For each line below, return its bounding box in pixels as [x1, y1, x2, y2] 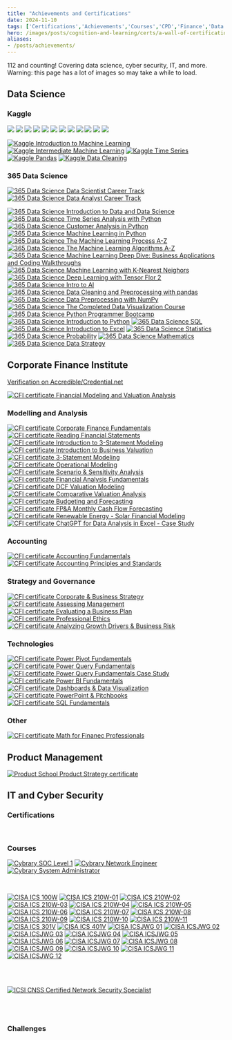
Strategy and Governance [7, 577, 95, 587]
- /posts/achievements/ [7, 42, 76, 49]
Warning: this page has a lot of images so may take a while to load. [7, 68, 197, 77]
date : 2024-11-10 [7, 17, 57, 23]
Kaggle [7, 109, 32, 119]
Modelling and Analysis [7, 408, 88, 418]
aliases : [7, 36, 32, 43]
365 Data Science [7, 170, 68, 180]
